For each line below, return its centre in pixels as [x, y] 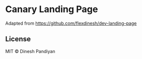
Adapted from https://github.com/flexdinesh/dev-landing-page [71, 23]
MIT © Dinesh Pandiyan [30, 51]
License [18, 39]
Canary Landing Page [52, 9]
